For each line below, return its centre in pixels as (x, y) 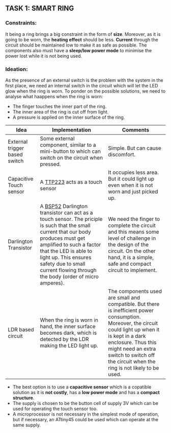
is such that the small (65, 225)
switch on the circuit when (72, 157)
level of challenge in (132, 238)
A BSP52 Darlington (64, 206)
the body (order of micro (69, 277)
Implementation (72, 130)
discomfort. (122, 154)
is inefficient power (131, 310)
